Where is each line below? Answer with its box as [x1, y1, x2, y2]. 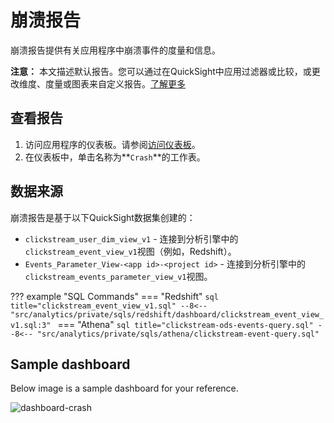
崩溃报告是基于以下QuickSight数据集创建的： [10, 211, 196, 223]
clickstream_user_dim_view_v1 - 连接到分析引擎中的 [24, 232, 239, 245]
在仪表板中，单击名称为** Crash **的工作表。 [24, 151, 206, 163]
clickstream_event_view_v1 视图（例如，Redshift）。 [24, 245, 237, 257]
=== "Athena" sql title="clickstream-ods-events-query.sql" [57, 318, 314, 330]
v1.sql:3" [10, 320, 52, 330]
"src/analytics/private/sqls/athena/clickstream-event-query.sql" [36, 329, 320, 339]
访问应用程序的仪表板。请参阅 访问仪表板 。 [24, 138, 201, 150]
